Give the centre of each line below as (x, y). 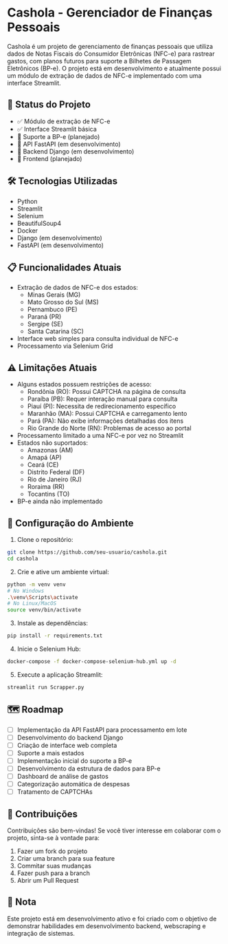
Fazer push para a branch (54, 873)
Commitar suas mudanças (54, 866)
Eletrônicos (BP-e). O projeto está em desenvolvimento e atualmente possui (114, 68)
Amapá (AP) (44, 458)
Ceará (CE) (43, 465)
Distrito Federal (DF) (56, 472)
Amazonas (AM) (50, 450)
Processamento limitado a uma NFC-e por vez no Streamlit (100, 436)
